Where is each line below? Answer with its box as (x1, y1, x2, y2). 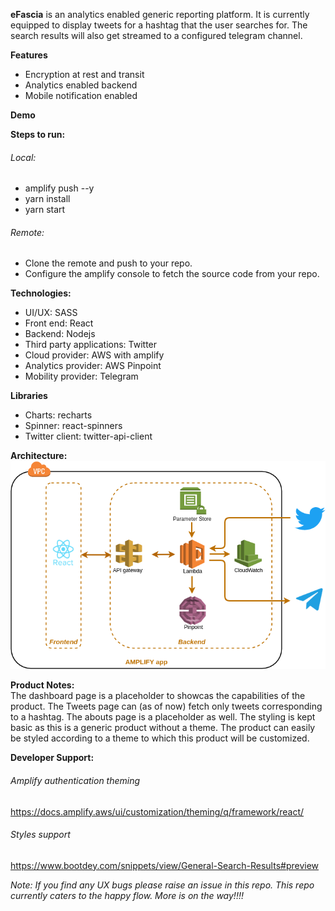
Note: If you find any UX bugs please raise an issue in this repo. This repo (10, 879, 315, 891)
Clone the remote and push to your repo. (24, 257, 193, 269)
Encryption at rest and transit (24, 69, 145, 80)
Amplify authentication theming (10, 774, 141, 786)
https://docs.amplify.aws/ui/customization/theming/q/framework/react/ (10, 805, 305, 818)
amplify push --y (24, 182, 95, 194)
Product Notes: (10, 679, 75, 691)
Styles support (10, 829, 71, 841)
